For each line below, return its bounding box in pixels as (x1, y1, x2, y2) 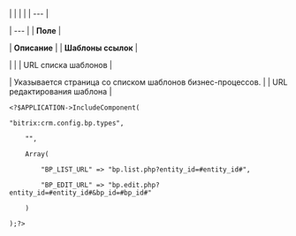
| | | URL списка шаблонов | (9, 60, 113, 70)
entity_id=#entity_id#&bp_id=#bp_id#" (9, 188, 152, 197)
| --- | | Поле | (9, 26, 62, 35)
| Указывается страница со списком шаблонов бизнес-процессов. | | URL (9, 77, 288, 88)
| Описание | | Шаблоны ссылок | (9, 42, 139, 53)
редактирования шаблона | (9, 87, 112, 96)
